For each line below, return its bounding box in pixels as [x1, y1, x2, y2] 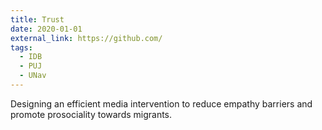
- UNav [19, 71, 47, 81]
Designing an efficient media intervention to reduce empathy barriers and [10, 97, 313, 110]
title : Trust [10, 14, 65, 25]
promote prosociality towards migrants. [10, 108, 173, 120]
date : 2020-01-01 [10, 24, 83, 34]
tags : [10, 42, 33, 53]
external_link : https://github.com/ [10, 33, 163, 43]
